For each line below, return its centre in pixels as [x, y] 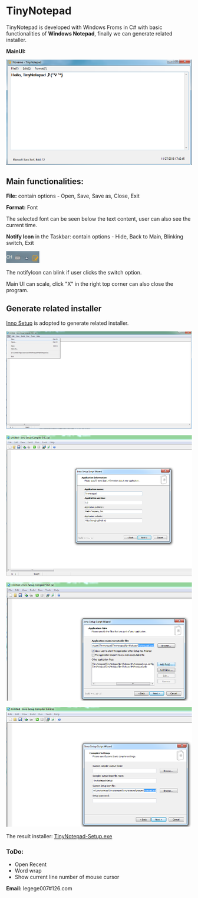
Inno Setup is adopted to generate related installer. [67, 323]
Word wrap [28, 871]
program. [17, 290]
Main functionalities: [45, 182]
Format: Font [22, 207]
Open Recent [31, 864]
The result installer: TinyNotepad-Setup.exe [59, 836]
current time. [22, 225]
